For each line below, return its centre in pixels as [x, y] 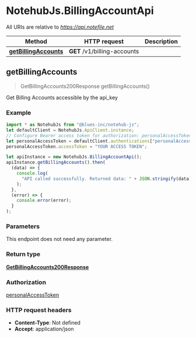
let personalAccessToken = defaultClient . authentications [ [79, 141]
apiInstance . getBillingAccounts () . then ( [56, 163]
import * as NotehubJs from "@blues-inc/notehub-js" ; [73, 125]
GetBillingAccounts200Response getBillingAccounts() [85, 86]
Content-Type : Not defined [47, 323]
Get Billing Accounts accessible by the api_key [62, 97]
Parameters [23, 226]
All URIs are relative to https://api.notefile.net [60, 27]
